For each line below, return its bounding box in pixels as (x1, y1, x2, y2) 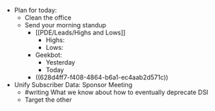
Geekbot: (35, 51, 62, 59)
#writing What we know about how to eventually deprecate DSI (24, 88, 209, 96)
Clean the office (24, 13, 72, 22)
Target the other (24, 96, 72, 104)
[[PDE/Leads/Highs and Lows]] (35, 28, 126, 37)
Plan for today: (13, 6, 57, 14)
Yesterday (45, 58, 76, 66)
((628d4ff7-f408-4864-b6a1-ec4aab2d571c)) (35, 73, 168, 81)
